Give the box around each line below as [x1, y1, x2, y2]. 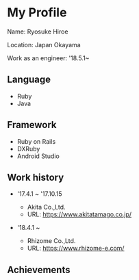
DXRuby [16, 144, 40, 153]
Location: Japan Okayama [7, 40, 81, 49]
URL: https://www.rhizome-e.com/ [27, 244, 125, 253]
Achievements [7, 264, 71, 275]
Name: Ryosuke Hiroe [7, 27, 68, 36]
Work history [7, 171, 64, 183]
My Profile [7, 5, 67, 21]
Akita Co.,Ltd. [27, 203, 66, 212]
